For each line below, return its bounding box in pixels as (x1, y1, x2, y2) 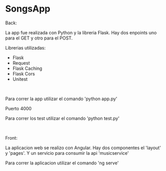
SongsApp (5, 3, 50, 15)
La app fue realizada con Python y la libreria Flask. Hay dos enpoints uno (5, 29, 157, 35)
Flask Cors (12, 70, 35, 76)
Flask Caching (12, 65, 42, 71)
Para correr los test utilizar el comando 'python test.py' (5, 115, 120, 121)
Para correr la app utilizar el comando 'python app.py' (5, 96, 118, 102)
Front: (5, 135, 18, 141)
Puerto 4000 (5, 105, 32, 111)
